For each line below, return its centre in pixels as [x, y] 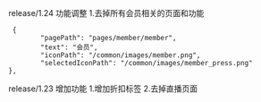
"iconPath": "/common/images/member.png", [121, 55]
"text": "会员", [69, 47]
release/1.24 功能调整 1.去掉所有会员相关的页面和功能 [106, 13]
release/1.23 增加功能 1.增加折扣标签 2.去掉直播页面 [103, 89]
